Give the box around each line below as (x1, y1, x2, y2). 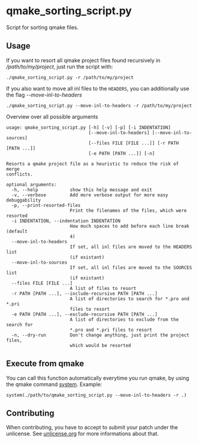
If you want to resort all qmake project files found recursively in (6, 56, 161, 63)
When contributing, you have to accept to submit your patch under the (6, 424, 178, 431)
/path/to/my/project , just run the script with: (6, 63, 113, 70)
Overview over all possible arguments (6, 113, 98, 120)
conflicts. (6, 171, 33, 177)
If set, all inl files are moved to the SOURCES (69, 264, 193, 270)
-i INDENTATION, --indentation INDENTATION (11, 218, 120, 224)
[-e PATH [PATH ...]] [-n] (88, 150, 155, 157)
